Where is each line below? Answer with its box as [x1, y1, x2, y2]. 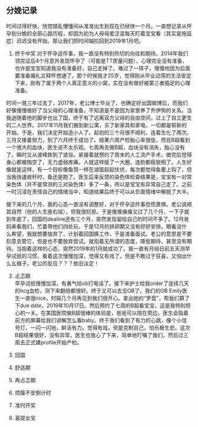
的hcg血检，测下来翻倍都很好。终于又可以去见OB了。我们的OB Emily [14, 287, 183, 294]
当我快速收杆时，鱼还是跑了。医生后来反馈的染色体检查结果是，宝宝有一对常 [6, 173, 192, 180]
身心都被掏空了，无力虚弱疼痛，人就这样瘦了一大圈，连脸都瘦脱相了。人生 [6, 158, 187, 166]
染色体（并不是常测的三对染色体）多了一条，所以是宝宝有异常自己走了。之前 [6, 180, 192, 187]
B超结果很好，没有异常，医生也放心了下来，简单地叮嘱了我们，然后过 [14, 331, 184, 338]
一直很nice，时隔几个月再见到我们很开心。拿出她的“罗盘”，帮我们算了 [19, 295, 190, 302]
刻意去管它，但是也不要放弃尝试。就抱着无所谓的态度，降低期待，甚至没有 [6, 237, 187, 244]
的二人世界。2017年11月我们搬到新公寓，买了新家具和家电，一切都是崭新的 [6, 121, 187, 128]
